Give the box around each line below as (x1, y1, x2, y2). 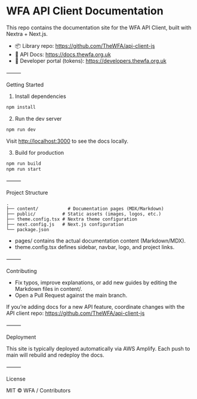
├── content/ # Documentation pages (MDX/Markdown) (6, 206, 164, 212)
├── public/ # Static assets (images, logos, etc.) (6, 211, 162, 217)
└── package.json (6, 227, 50, 233)
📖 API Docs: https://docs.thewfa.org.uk (14, 51, 112, 58)
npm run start (6, 166, 42, 172)
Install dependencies (14, 93, 67, 100)
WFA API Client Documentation (6, 4, 164, 18)
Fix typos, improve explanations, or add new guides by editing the (14, 279, 177, 286)
